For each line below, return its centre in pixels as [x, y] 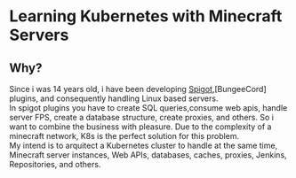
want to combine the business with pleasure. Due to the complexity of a [140, 127]
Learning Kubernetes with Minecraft [146, 16]
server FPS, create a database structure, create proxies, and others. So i [141, 117]
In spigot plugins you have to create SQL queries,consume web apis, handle [148, 108]
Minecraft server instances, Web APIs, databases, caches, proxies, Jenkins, [148, 155]
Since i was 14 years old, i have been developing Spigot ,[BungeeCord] [138, 89]
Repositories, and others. [55, 164]
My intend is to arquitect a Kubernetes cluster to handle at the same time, [144, 145]
